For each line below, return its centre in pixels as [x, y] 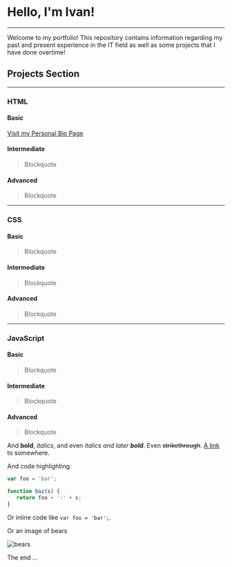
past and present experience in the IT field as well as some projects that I [111, 45]
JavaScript [26, 338]
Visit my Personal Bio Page [46, 133]
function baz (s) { [33, 491]
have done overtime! [36, 52]
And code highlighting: [39, 466]
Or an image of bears [37, 530]
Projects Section [43, 74]
